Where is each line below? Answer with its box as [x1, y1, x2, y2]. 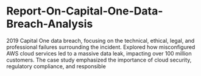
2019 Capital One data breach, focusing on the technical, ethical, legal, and [6, 37, 195, 44]
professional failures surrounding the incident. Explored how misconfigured [6, 43, 196, 51]
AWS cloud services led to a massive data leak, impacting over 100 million [6, 49, 192, 57]
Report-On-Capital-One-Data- [6, 4, 163, 18]
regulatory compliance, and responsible [6, 62, 107, 70]
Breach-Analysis [6, 17, 93, 31]
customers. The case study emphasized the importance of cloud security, [6, 56, 192, 63]
